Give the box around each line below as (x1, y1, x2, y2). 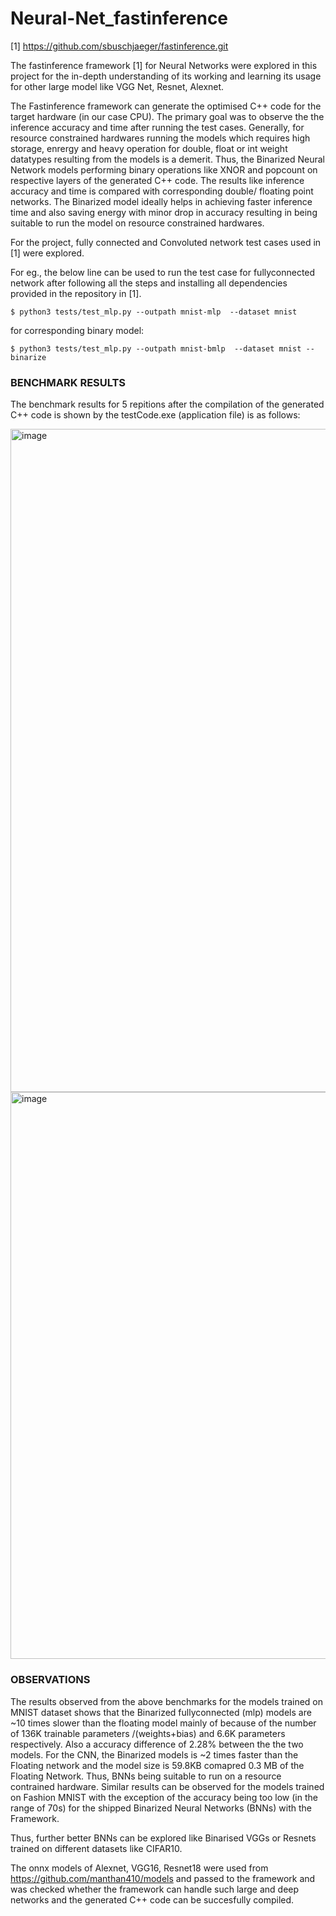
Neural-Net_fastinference (10, 7, 229, 30)
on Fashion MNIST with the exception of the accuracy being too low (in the (10, 1791, 318, 1803)
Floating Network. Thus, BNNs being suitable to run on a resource (10, 1770, 282, 1782)
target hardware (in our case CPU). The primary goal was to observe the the (10, 110, 325, 122)
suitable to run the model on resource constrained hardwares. (10, 217, 265, 229)
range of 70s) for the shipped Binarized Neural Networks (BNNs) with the (10, 1802, 312, 1814)
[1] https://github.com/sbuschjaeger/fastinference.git (10, 40, 229, 52)
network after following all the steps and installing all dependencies (10, 277, 288, 289)
